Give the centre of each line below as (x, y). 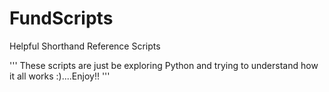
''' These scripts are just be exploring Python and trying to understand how (164, 65)
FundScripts (61, 18)
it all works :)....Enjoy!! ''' (60, 76)
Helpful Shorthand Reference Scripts (85, 46)
